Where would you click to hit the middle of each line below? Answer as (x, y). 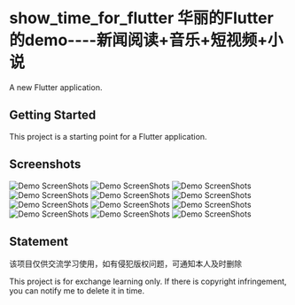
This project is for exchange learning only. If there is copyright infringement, (148, 282)
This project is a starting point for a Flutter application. (108, 136)
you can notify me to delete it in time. (77, 291)
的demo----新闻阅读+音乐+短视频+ (139, 40)
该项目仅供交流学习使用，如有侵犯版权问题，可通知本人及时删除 (125, 264)
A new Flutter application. (56, 87)
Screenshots (45, 164)
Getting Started (53, 115)
